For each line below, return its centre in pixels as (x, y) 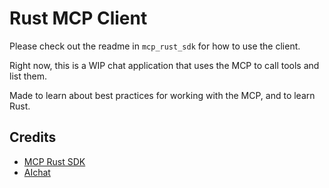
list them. (28, 76)
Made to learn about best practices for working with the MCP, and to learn (162, 95)
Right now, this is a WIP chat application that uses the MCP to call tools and (164, 65)
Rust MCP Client (78, 18)
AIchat (37, 172)
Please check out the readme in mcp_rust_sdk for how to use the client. (155, 46)
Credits (33, 137)
